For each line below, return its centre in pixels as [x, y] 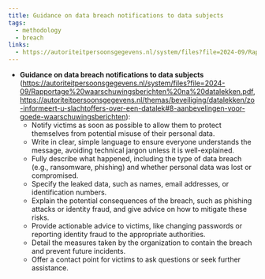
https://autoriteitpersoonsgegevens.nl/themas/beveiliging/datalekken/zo [137, 100]
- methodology [38, 30]
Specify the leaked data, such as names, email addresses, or [130, 184]
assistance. [50, 268]
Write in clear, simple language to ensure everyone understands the [141, 142]
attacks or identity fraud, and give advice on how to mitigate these [139, 209]
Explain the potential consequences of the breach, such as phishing [142, 201]
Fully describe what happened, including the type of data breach [136, 158]
